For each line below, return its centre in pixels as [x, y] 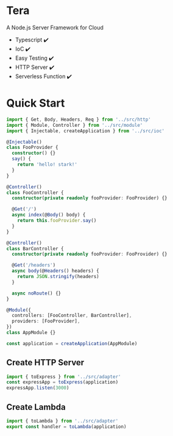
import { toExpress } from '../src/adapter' [64, 377]
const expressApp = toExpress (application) [62, 382]
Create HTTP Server [45, 363]
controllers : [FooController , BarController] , [72, 316]
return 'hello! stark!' [48, 165]
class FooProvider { [33, 148]
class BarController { [35, 248]
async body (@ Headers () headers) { [55, 271]
